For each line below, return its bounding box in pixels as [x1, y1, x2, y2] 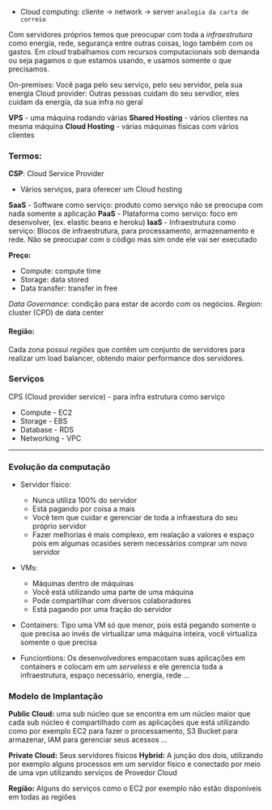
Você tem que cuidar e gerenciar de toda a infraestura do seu [32, 513, 238, 523]
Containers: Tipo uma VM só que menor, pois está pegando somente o [19, 620, 257, 630]
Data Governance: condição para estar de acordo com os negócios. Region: [8, 299, 263, 309]
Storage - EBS [19, 416, 68, 425]
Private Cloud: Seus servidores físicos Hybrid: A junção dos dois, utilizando [8, 751, 263, 760]
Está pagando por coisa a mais [32, 504, 135, 514]
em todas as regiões [8, 792, 77, 802]
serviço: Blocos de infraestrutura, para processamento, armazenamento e [8, 226, 255, 236]
